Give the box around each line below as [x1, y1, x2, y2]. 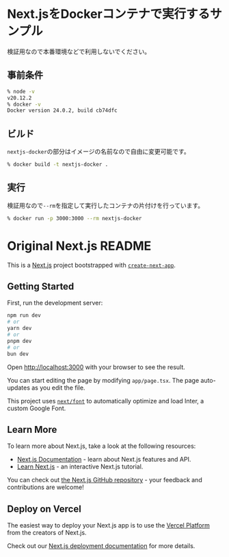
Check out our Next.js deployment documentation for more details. [7, 542, 196, 550]
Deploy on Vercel [7, 503, 82, 514]
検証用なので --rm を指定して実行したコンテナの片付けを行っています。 [7, 201, 204, 209]
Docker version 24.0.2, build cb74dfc [7, 107, 118, 114]
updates [7, 383, 31, 392]
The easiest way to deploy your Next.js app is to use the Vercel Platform [7, 521, 211, 530]
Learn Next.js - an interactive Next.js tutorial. [16, 462, 144, 471]
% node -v [7, 88, 36, 95]
